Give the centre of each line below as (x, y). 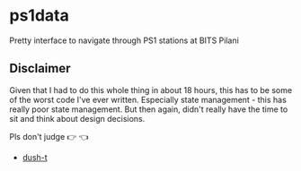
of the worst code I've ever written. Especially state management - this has (148, 99)
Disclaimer (40, 68)
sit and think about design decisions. (77, 118)
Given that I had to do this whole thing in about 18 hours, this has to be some (151, 90)
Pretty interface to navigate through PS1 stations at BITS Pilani (124, 40)
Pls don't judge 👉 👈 (49, 136)
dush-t (35, 157)
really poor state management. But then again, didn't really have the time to (149, 109)
